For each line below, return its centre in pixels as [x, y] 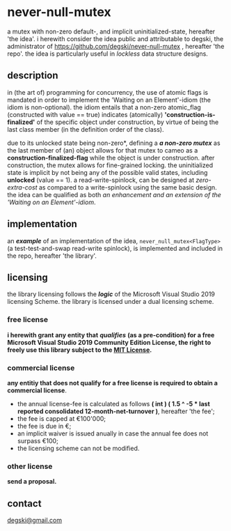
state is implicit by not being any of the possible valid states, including [107, 172]
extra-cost [22, 187]
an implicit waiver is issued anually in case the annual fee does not [113, 433]
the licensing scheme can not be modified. [78, 448]
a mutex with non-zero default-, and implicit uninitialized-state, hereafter [111, 31]
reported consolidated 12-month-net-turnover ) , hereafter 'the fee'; [116, 411]
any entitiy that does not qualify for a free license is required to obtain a [112, 383]
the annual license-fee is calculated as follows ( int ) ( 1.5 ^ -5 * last [113, 403]
